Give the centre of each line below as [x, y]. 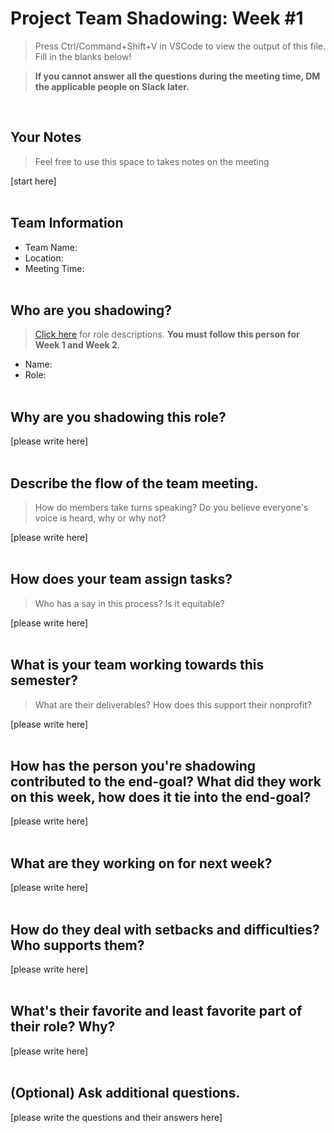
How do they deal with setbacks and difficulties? [165, 929]
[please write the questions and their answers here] [116, 1117]
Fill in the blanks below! [83, 56]
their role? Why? [63, 1027]
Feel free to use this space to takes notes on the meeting [152, 161]
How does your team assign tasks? [121, 579]
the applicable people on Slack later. [112, 86]
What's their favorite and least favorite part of [156, 1011]
